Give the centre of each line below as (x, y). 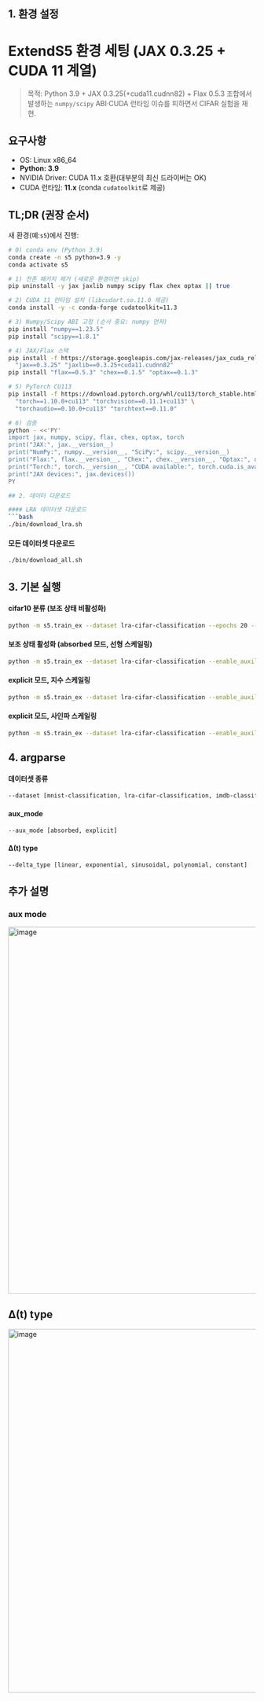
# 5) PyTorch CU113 (40, 387)
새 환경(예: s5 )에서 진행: (44, 235)
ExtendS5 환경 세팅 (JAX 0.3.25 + (117, 51)
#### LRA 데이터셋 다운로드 (48, 510)
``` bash (21, 517)
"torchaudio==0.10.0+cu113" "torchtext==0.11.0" (96, 409)
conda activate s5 (38, 265)
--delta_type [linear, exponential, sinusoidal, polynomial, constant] (128, 865)
